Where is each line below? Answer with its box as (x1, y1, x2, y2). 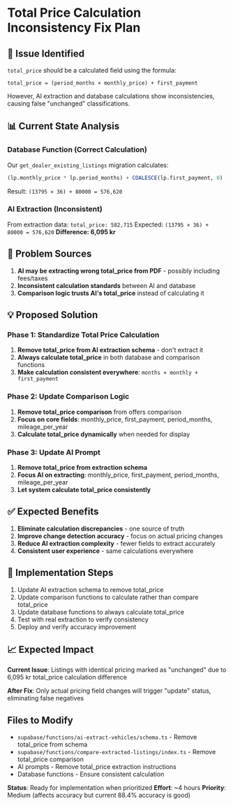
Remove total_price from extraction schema (17, 463, 148, 471)
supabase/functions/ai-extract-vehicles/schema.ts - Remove (17, 733, 197, 742)
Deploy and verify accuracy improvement (17, 622, 137, 631)
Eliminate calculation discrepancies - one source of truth (17, 524, 185, 533)
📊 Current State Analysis (7, 120, 120, 132)
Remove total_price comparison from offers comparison (17, 408, 182, 416)
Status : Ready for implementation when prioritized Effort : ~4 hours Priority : (7, 784, 227, 792)
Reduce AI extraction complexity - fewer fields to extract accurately (17, 539, 216, 547)
